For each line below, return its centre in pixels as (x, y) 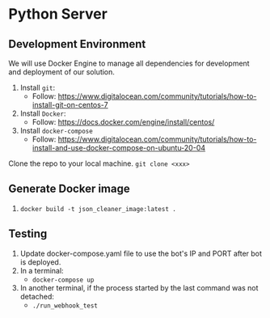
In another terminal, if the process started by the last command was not (139, 287)
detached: (37, 296)
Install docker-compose (56, 131)
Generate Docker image (70, 189)
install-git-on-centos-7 (70, 105)
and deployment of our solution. (62, 72)
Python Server (58, 14)
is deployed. (40, 262)
